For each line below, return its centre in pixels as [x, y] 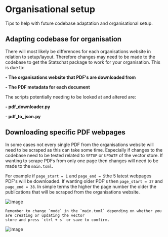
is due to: [15, 67]
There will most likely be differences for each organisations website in [78, 51]
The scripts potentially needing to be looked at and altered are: [71, 97]
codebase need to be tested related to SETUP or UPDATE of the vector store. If [84, 155]
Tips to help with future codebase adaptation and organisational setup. [79, 23]
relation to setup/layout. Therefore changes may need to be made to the [80, 57]
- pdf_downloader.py [28, 107]
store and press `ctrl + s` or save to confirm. [57, 220]
